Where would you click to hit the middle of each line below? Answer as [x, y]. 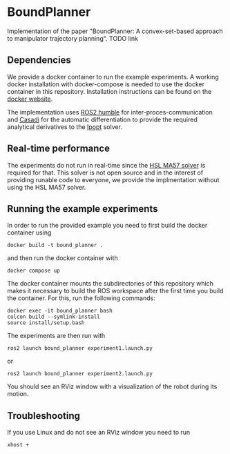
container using [29, 233]
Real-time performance [59, 149]
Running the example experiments [83, 209]
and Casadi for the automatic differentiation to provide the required [103, 119]
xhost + [18, 445]
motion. [18, 394]
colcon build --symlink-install [54, 317]
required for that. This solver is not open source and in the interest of [105, 172]
